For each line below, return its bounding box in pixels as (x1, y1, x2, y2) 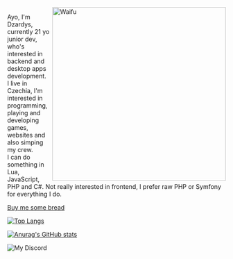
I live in (7, 79, 28, 87)
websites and (7, 131, 46, 139)
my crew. (7, 146, 33, 153)
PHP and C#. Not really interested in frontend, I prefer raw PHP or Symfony (7, 183, 222, 190)
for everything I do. (7, 190, 62, 198)
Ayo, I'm (7, 13, 31, 21)
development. (7, 72, 46, 80)
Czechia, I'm (7, 87, 43, 94)
